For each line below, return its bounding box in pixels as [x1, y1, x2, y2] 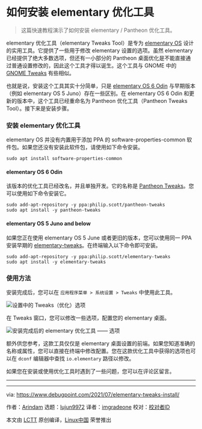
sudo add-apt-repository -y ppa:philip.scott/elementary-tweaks [6, 253, 171, 259]
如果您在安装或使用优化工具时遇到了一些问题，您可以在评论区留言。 [6, 368, 175, 375]
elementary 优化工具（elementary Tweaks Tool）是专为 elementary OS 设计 [6, 39, 194, 46]
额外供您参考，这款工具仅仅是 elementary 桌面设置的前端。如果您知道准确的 [6, 339, 195, 347]
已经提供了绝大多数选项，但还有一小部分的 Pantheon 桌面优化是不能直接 [6, 54, 186, 61]
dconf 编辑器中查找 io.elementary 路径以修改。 [17, 354, 135, 362]
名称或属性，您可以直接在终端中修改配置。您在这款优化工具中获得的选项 [6, 347, 185, 354]
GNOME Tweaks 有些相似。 [6, 69, 75, 76]
